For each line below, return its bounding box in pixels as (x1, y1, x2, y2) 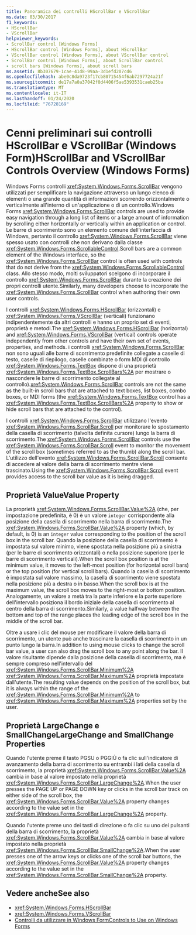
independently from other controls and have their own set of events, (6, 337, 171, 344)
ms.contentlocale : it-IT (6, 90, 67, 96)
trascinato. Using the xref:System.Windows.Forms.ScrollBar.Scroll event (6, 467, 178, 474)
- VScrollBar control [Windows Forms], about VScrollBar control (6, 52, 169, 58)
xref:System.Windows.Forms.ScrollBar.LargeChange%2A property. (6, 810, 168, 817)
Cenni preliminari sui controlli (6, 126, 152, 139)
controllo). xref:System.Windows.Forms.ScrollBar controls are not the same (6, 381, 187, 388)
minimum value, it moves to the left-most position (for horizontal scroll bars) (6, 561, 189, 568)
